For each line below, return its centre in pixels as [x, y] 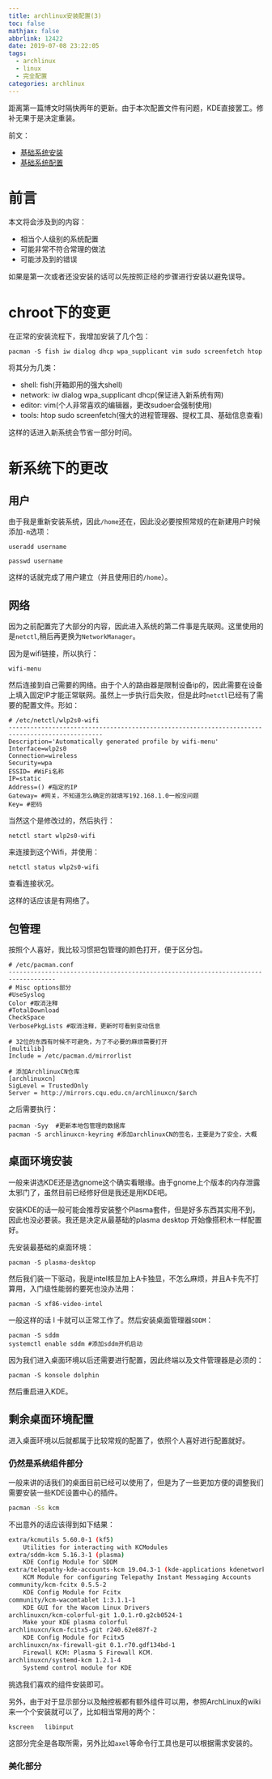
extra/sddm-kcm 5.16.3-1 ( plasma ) [67, 1555]
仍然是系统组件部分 [46, 1463]
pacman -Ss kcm [34, 1508]
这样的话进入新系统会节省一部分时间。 [72, 432]
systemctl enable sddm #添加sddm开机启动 [76, 1344]
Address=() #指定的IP [43, 787]
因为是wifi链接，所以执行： [53, 653]
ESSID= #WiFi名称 [36, 772]
